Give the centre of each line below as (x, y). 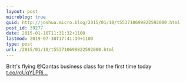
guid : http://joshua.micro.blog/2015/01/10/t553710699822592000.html (93, 22)
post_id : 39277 (25, 28)
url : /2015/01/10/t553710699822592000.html (60, 50)
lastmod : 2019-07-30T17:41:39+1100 (50, 39)
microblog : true (26, 17)
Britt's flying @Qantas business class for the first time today (79, 66)
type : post (19, 45)
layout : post (22, 11)
